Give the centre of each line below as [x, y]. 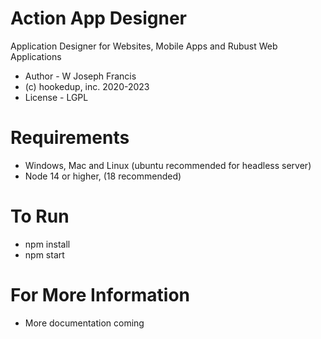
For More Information [100, 295]
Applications [36, 56]
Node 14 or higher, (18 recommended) [103, 176]
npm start [44, 254]
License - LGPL [56, 97]
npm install [47, 244]
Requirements [70, 138]
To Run [40, 216]
